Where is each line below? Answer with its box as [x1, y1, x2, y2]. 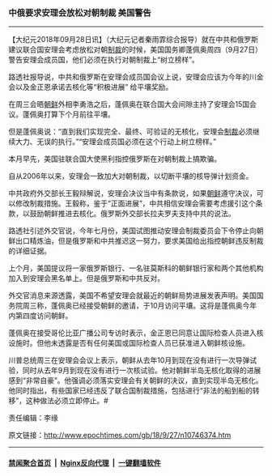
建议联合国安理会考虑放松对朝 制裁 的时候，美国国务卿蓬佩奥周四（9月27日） [8, 45, 263, 54]
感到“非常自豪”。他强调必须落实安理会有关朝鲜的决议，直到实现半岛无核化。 [8, 376, 263, 385]
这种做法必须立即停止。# [25, 396, 109, 406]
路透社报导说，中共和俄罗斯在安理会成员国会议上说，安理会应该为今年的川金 [8, 72, 264, 82]
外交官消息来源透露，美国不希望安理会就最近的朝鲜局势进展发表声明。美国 [8, 291, 257, 300]
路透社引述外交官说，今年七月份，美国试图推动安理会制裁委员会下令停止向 [8, 226, 257, 236]
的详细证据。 [8, 246, 51, 256]
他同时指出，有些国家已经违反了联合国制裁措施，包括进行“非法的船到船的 [8, 386, 253, 396]
